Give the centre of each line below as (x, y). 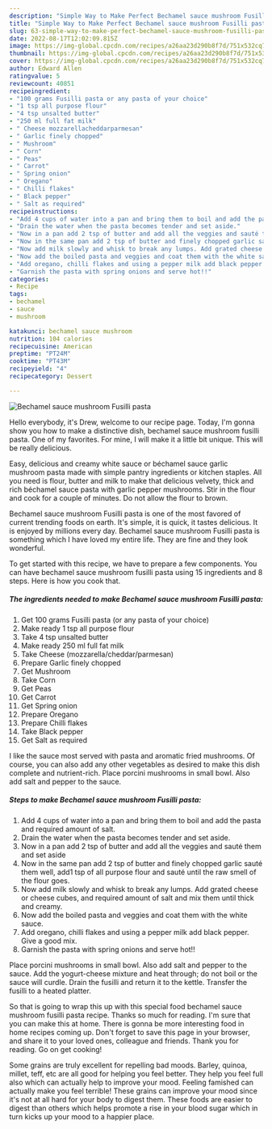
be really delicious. (40, 448)
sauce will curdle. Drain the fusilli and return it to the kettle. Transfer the (128, 982)
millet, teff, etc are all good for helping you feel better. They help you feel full (136, 1073)
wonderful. (27, 548)
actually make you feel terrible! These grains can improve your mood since (133, 1091)
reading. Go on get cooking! (56, 1049)
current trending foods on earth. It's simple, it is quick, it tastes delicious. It (134, 522)
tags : (18, 294)
